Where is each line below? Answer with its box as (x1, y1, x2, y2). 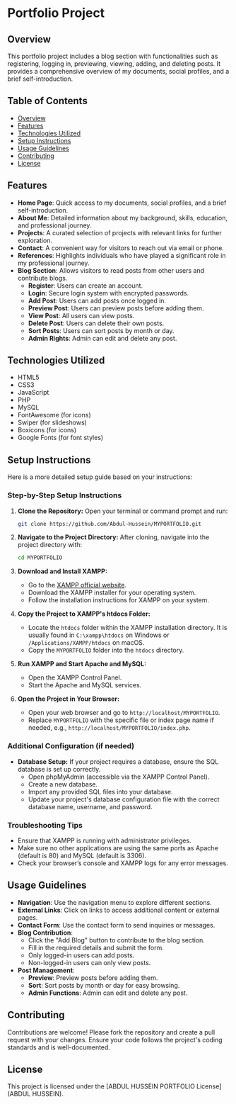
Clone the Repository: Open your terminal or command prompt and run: (17, 507, 228, 515)
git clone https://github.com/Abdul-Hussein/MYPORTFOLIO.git (17, 520, 202, 527)
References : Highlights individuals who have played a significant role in (17, 251, 226, 259)
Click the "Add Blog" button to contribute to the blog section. (28, 935, 205, 944)
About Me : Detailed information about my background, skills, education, (17, 213, 228, 222)
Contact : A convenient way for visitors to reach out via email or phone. (17, 243, 225, 252)
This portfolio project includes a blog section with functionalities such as (7, 52, 218, 60)
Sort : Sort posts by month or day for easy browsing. (28, 981, 180, 989)
